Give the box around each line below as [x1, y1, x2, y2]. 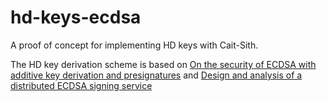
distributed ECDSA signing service [10, 79, 153, 91]
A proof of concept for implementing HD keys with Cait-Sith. [10, 39, 259, 51]
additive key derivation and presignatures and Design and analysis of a [10, 69, 303, 81]
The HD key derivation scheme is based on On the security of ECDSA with [10, 58, 317, 70]
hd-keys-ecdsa [10, 6, 142, 29]
